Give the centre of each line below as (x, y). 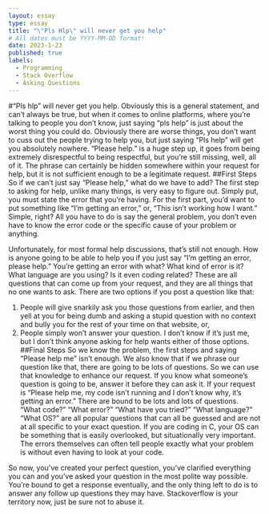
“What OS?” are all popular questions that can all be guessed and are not (140, 418)
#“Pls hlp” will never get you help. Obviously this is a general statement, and (134, 106)
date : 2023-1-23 (35, 46)
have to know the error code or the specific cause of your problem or (122, 225)
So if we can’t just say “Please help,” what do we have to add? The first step (134, 182)
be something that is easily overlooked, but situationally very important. (138, 435)
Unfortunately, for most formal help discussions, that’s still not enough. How (133, 249)
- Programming (39, 68)
